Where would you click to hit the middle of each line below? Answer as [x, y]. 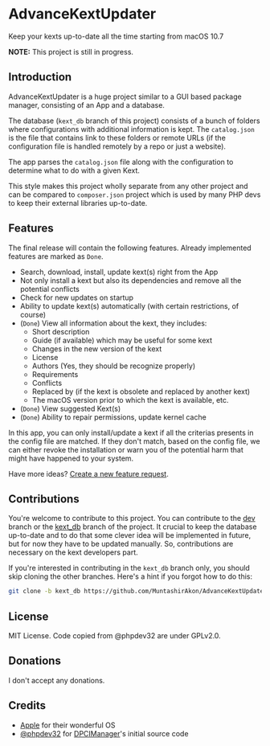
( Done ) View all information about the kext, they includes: [113, 323]
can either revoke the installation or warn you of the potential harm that [126, 449]
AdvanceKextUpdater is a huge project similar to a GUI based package [125, 96]
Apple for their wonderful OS [67, 725]
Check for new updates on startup [77, 297]
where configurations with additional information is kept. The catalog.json [131, 129]
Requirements [55, 374]
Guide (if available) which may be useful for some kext [122, 340]
